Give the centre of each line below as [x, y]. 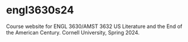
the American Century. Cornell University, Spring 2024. [73, 32]
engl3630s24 [40, 10]
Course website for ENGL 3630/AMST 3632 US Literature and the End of [94, 26]
